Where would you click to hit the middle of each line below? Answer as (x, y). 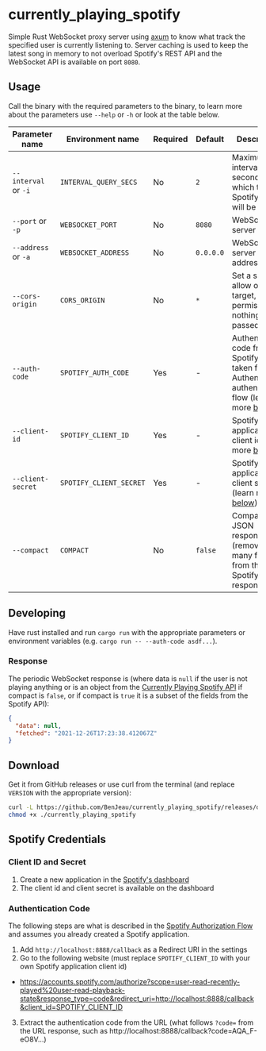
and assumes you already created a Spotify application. (99, 934)
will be (244, 206)
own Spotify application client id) (73, 966)
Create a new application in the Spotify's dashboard (104, 880)
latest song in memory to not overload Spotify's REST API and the (115, 53)
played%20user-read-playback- (72, 990)
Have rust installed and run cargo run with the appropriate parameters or (127, 632)
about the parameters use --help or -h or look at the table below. (114, 114)
